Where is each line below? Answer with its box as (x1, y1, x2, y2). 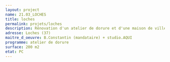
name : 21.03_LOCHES (5, 12, 47, 17)
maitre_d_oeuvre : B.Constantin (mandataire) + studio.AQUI (5, 35, 133, 40)
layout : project (5, 7, 39, 12)
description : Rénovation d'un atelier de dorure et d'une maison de (5, 26, 153, 31)
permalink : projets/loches (5, 21, 62, 26)
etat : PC (5, 49, 24, 54)
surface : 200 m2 (5, 44, 39, 49)
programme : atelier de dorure (5, 40, 69, 45)
